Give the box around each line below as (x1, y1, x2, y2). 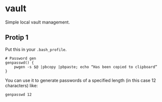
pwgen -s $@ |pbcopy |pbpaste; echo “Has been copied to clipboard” (14, 64, 158, 69)
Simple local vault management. (5, 19, 70, 25)
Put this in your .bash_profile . (5, 46, 67, 52)
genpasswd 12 (5, 92, 32, 97)
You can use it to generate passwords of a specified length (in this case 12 (5, 77, 156, 83)
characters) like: (5, 82, 38, 88)
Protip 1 (5, 33, 29, 42)
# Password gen (5, 56, 36, 61)
